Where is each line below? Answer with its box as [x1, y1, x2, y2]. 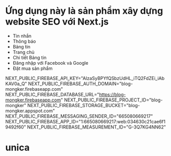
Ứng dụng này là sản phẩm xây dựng [5, 5, 163, 17]
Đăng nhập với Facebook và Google [12, 60, 89, 66]
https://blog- [99, 91, 126, 97]
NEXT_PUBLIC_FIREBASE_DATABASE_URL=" [5, 91, 100, 97]
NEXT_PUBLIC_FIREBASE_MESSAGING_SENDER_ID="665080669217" [5, 113, 153, 119]
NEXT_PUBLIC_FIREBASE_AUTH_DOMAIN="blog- [28, 81, 133, 87]
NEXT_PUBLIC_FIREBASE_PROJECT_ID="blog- [63, 97, 163, 103]
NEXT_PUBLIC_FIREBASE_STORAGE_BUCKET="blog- [27, 102, 140, 108]
